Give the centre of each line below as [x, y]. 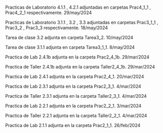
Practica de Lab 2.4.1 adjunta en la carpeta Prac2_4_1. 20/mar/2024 [75, 77]
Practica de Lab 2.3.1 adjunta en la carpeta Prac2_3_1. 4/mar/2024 [73, 86]
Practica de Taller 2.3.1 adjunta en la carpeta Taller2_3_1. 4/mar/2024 [76, 96]
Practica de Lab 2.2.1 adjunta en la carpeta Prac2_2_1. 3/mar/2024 [73, 106]
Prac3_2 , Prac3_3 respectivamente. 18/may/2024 [57, 28]
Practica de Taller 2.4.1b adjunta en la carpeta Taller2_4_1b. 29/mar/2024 [80, 67]
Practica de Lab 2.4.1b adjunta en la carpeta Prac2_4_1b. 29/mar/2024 [77, 57]
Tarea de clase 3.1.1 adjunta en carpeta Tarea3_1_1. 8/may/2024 [70, 47]
